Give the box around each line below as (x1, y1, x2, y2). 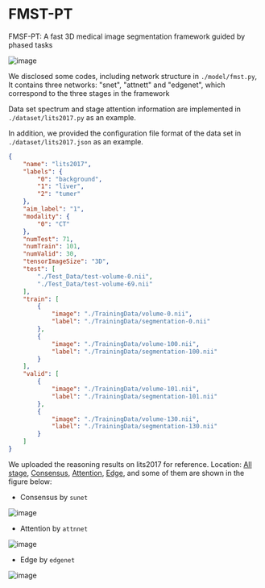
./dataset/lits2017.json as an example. (8, 136, 143, 146)
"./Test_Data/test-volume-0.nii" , (37, 272, 153, 281)
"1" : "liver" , (37, 182, 85, 190)
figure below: (8, 477, 52, 486)
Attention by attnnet (19, 523, 89, 533)
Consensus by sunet (19, 492, 89, 502)
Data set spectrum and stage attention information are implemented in (8, 104, 242, 114)
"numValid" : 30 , (23, 250, 78, 258)
